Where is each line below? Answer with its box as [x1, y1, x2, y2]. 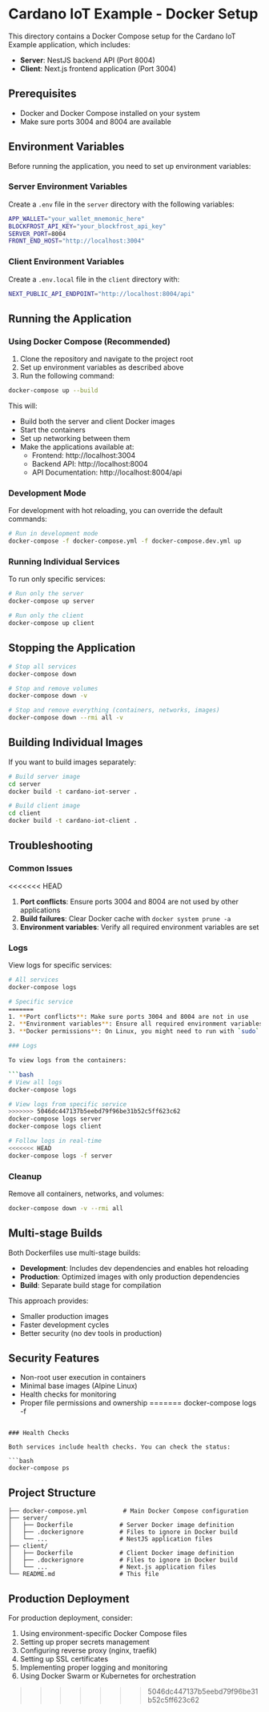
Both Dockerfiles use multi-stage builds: [8, 1248, 141, 1257]
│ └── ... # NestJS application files [8, 1535, 214, 1543]
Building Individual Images [8, 736, 143, 749]
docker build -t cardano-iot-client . [8, 817, 138, 825]
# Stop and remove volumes [8, 684, 98, 692]
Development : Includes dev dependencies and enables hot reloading [19, 1263, 249, 1273]
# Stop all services [8, 662, 78, 671]
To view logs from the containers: [8, 1056, 127, 1064]
